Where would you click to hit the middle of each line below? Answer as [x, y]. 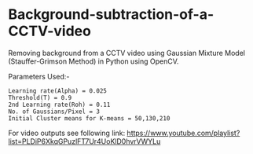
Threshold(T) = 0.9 [40, 97]
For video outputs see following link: [67, 133]
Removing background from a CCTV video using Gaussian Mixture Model [127, 53]
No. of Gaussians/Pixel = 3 [54, 112]
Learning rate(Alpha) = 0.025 [58, 91]
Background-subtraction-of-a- [111, 15]
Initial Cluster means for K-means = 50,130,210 [89, 118]
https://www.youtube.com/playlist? [183, 133]
